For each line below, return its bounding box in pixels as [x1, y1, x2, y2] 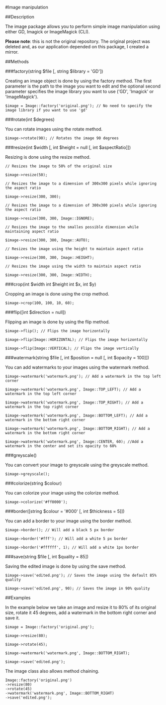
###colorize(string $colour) [5, 480, 62, 486]
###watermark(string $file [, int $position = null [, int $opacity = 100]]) [5, 355, 150, 360]
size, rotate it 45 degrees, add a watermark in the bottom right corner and [5, 609, 157, 615]
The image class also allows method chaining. [5, 668, 99, 674]
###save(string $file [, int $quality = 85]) [5, 554, 88, 559]
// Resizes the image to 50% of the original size [5, 164, 112, 169]
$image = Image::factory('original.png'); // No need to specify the [5, 103, 153, 108]
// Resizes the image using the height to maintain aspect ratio [5, 246, 143, 251]
